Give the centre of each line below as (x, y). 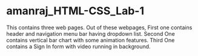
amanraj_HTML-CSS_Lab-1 (75, 11)
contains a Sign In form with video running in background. (78, 46)
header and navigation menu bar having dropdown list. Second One (91, 33)
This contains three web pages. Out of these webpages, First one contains (99, 27)
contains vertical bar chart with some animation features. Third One (91, 40)
